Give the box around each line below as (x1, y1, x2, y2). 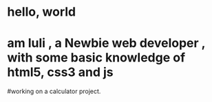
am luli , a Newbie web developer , (7, 36, 206, 51)
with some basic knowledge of (7, 50, 186, 66)
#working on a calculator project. (7, 87, 101, 96)
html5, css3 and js (7, 64, 114, 80)
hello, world (7, 4, 76, 20)
